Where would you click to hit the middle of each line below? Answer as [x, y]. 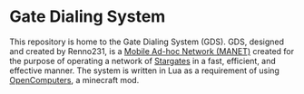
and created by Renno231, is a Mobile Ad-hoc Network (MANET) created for [152, 51]
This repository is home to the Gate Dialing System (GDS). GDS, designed [147, 42]
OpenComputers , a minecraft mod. [74, 80]
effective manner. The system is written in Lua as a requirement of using [144, 70]
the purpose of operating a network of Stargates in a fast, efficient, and [143, 61]
